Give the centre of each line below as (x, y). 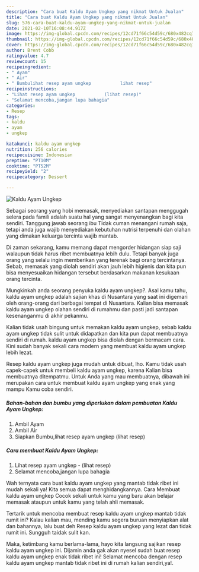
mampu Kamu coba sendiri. (40, 389)
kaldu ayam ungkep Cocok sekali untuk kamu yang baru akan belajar (90, 495)
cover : (14, 45)
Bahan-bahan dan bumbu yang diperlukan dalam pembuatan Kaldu (92, 403)
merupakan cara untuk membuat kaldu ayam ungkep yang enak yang (91, 383)
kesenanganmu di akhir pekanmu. (47, 316)
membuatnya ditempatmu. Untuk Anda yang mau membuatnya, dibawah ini (98, 377)
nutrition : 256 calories (37, 149)
